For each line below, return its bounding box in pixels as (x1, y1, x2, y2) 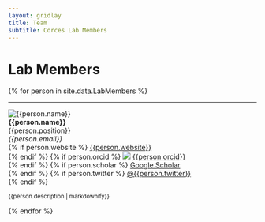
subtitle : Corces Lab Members (8, 26, 108, 34)
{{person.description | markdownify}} (8, 193, 110, 201)
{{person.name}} (8, 118, 66, 127)
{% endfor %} (8, 206, 54, 216)
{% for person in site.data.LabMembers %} (8, 86, 148, 96)
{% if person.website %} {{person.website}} (8, 143, 152, 152)
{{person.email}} (8, 134, 63, 144)
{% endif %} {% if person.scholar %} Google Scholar (8, 160, 181, 170)
